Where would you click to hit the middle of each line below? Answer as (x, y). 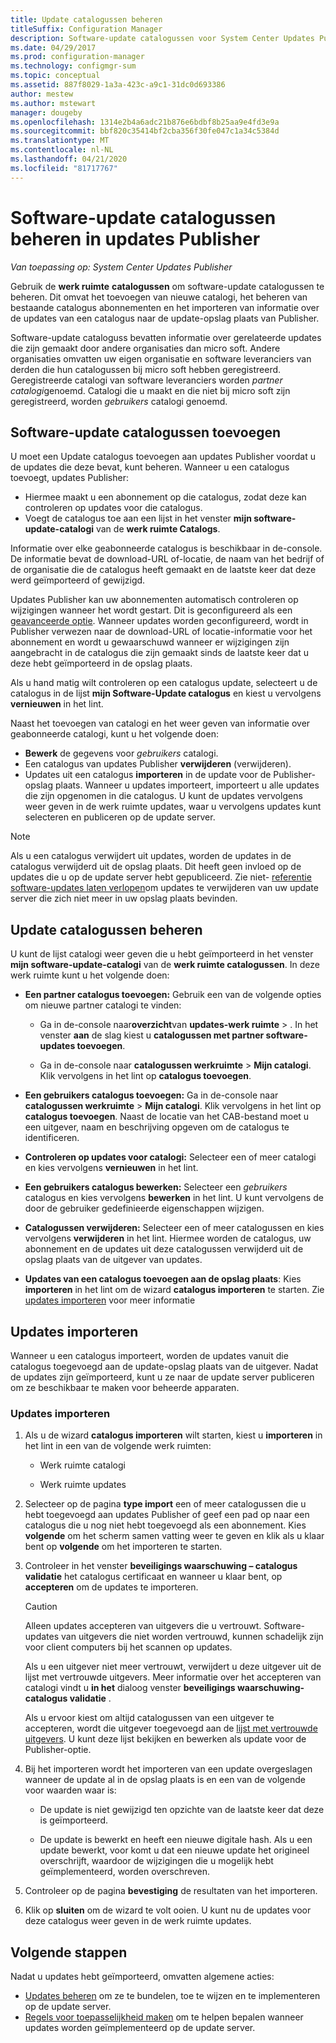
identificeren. (52, 1138)
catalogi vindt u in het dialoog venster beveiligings (130, 1688)
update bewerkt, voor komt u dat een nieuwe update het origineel (174, 1850)
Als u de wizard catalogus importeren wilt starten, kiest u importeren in (173, 1435)
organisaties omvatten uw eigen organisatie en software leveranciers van (161, 358)
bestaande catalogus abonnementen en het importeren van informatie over (165, 307)
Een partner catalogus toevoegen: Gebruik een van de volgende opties (173, 995)
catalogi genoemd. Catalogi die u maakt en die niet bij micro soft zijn (150, 390)
